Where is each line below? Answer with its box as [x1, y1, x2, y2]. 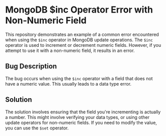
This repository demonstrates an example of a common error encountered [5, 31, 159, 37]
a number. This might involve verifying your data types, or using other [5, 114, 150, 120]
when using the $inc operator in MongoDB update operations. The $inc [5, 37, 153, 43]
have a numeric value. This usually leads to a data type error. [5, 81, 132, 87]
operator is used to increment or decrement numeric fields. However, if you [5, 42, 161, 48]
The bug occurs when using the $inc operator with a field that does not [5, 75, 153, 82]
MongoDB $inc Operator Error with [5, 4, 153, 16]
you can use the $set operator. [5, 125, 69, 131]
